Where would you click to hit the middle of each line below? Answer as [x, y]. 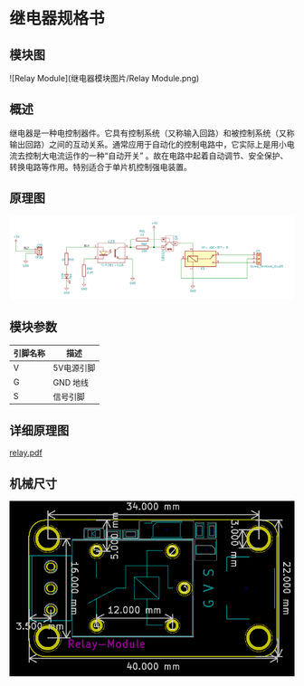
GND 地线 [71, 382]
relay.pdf [26, 453]
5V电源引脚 [74, 368]
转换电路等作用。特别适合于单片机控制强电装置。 [100, 167]
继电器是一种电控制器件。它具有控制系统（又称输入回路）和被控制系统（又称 [152, 133]
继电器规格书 [57, 19]
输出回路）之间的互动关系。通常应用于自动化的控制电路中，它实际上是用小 [148, 144]
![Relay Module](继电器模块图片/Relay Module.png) [104, 78]
